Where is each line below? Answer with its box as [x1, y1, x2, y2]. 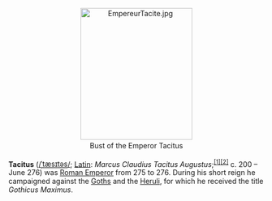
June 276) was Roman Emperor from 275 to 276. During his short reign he [8, 168, 256, 177]
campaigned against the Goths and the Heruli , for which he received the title [8, 177, 264, 186]
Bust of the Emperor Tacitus [89, 140, 183, 150]
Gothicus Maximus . [8, 185, 73, 195]
